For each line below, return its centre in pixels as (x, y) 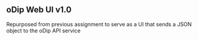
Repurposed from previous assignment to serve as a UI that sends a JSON (99, 24)
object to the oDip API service (43, 30)
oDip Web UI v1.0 (39, 10)
